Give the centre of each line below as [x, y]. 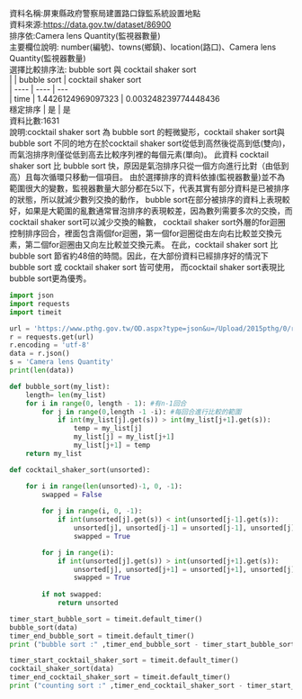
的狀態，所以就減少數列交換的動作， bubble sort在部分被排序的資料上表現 [146, 200]
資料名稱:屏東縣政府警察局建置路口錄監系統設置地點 [105, 13]
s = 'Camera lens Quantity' [62, 362]
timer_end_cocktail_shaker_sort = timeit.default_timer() [120, 677]
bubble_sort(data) [44, 627]
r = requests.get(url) [52, 337]
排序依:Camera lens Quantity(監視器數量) [85, 36]
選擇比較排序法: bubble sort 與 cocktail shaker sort [103, 69]
